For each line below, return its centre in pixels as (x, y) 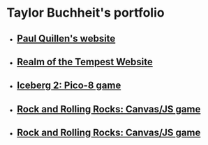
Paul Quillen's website (66, 39)
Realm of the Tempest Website (84, 61)
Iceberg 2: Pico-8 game (69, 86)
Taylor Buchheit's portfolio (86, 13)
